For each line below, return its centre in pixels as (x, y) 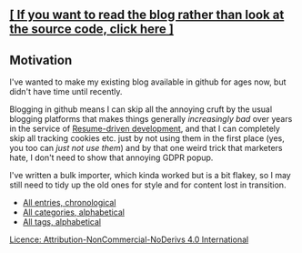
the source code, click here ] (92, 30)
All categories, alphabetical (74, 212)
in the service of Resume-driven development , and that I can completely (145, 129)
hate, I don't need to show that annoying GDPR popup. (111, 157)
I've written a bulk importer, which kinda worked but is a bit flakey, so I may (150, 176)
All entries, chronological (69, 203)
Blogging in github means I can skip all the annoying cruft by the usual (141, 109)
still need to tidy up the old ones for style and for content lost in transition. (148, 185)
